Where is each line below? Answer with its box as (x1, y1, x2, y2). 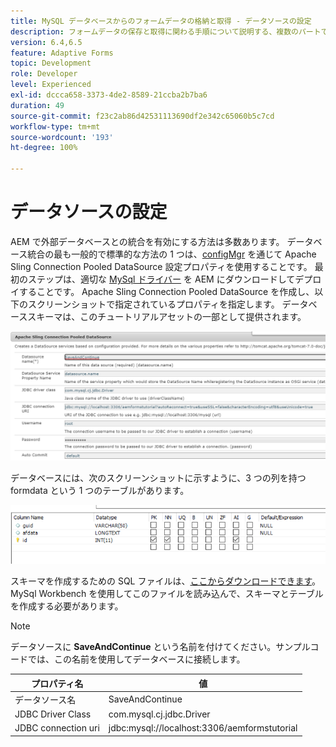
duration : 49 (10, 100, 65, 110)
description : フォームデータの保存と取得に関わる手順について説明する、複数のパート (10, 26, 322, 37)
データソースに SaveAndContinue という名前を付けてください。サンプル (10, 641, 311, 653)
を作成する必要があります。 (10, 600, 124, 612)
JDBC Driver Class (14, 708, 92, 720)
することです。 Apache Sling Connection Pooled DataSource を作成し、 (18, 285, 315, 297)
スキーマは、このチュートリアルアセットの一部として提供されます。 (27, 310, 307, 322)
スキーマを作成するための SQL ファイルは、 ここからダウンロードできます (10, 575, 313, 587)
